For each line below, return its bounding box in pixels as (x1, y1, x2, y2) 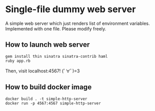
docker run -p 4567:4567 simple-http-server (5, 100, 101, 106)
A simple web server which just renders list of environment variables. (5, 20, 150, 26)
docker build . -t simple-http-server (5, 96, 87, 101)
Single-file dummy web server (5, 4, 136, 15)
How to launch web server (5, 41, 90, 49)
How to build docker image (5, 83, 92, 92)
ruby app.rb (5, 58, 30, 63)
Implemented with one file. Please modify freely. (5, 25, 107, 31)
